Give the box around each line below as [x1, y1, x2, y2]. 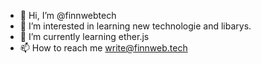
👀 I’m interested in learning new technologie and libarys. [19, 20, 252, 32]
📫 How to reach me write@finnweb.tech [19, 42, 188, 54]
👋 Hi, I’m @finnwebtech [19, 10, 117, 21]
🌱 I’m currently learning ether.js [19, 31, 150, 42]
